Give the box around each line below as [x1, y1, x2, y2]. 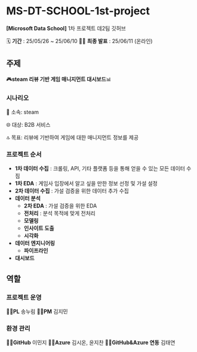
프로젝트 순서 [6, 150, 42, 158]
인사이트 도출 [23, 225, 55, 232]
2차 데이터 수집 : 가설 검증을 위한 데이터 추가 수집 [14, 187, 130, 195]
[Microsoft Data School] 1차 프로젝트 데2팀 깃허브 [6, 25, 127, 32]
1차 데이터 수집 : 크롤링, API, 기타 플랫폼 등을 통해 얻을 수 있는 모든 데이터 [14, 165, 185, 172]
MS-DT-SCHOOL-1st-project [6, 4, 150, 18]
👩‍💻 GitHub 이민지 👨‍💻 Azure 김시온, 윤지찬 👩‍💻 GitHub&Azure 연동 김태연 [6, 339, 176, 346]
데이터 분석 [14, 195, 41, 202]
